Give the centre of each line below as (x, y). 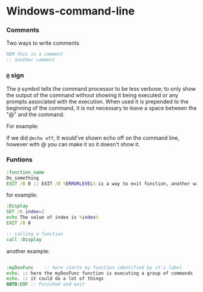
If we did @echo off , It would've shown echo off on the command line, (93, 138)
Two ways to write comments (43, 43)
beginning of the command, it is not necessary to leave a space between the (101, 108)
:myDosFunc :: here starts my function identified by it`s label (94, 267)
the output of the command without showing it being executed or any (92, 95)
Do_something (23, 178)
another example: (28, 251)
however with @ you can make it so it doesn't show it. (73, 144)
